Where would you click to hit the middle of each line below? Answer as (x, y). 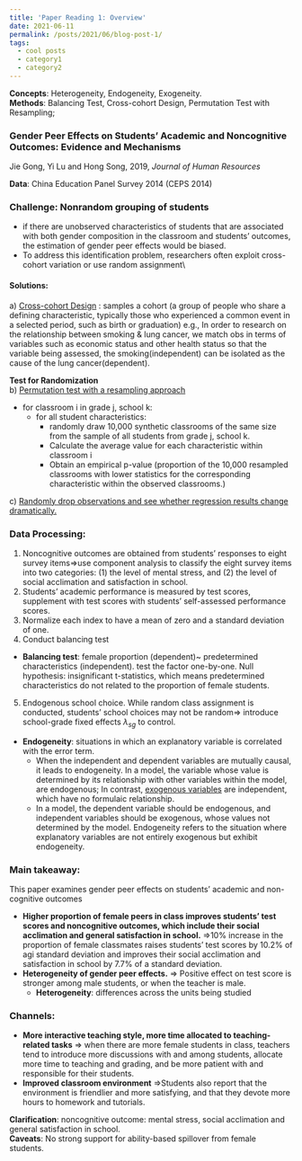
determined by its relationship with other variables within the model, (161, 779)
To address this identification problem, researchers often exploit (141, 255)
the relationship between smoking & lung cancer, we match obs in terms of (148, 334)
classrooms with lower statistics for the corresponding (150, 474)
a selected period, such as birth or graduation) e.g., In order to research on (148, 324)
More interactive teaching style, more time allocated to (127, 1035)
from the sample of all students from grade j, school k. (149, 436)
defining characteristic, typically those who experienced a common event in (150, 315)
